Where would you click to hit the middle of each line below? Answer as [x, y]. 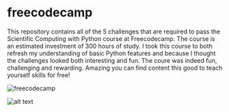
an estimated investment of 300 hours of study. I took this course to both [110, 46]
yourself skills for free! [39, 75]
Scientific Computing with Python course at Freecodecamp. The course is [111, 38]
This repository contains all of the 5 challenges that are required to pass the [114, 31]
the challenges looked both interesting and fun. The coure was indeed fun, [112, 60]
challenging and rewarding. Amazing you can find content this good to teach [115, 68]
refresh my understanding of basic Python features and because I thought [111, 53]
